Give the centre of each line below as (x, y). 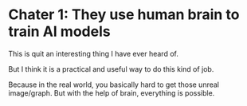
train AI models (59, 31)
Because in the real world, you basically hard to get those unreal (114, 84)
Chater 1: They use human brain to (124, 15)
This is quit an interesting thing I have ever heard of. (94, 53)
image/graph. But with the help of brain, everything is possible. (112, 92)
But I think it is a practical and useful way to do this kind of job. (111, 69)
